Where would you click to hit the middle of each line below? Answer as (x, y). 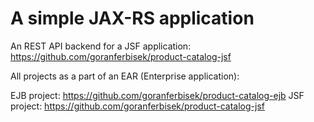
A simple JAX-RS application (132, 18)
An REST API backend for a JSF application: (101, 46)
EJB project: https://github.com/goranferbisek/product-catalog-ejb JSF (157, 95)
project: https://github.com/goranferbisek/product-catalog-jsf (137, 106)
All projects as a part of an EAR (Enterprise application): (125, 76)
